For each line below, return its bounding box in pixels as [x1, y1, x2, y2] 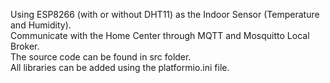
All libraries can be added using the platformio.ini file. [10, 62, 230, 73]
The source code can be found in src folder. [10, 51, 192, 63]
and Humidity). [10, 19, 72, 31]
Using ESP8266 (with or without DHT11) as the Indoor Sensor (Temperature [10, 9, 320, 20]
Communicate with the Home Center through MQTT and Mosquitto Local [10, 30, 310, 41]
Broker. [10, 40, 40, 52]
